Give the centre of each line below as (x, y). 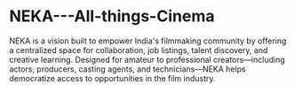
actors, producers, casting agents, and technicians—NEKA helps (128, 69)
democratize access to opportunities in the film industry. (112, 78)
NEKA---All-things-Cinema (112, 16)
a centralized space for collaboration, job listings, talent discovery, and (139, 50)
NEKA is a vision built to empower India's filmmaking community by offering (148, 41)
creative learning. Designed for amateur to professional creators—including (147, 59)
